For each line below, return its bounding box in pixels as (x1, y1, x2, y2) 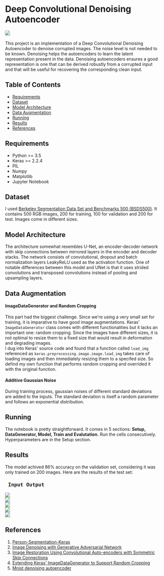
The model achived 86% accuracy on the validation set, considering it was (5, 464, 156, 470)
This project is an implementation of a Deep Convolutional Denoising (5, 40, 143, 46)
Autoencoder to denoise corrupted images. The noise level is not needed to (5, 45, 158, 51)
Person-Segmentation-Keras (12, 539, 70, 545)
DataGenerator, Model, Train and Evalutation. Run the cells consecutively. (5, 431, 157, 437)
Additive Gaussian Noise (5, 377, 56, 383)
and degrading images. (5, 340, 52, 346)
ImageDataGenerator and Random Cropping (5, 303, 96, 309)
